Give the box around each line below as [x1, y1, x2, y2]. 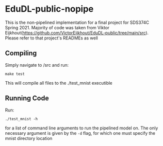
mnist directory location [5, 135, 52, 141]
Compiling [5, 49, 37, 57]
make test [5, 72, 25, 76]
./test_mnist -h [5, 116, 38, 121]
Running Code [5, 94, 49, 103]
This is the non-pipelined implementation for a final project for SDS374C [5, 19, 149, 25]
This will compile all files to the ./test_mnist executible [5, 80, 113, 86]
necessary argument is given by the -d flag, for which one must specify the [5, 130, 155, 136]
